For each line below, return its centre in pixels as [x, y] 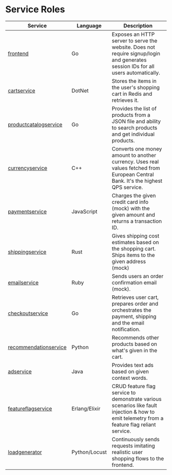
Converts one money [137, 148]
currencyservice [28, 168]
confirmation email [134, 283]
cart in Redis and [132, 94]
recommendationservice [37, 347]
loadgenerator [25, 452]
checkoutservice [28, 313]
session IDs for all [133, 66]
